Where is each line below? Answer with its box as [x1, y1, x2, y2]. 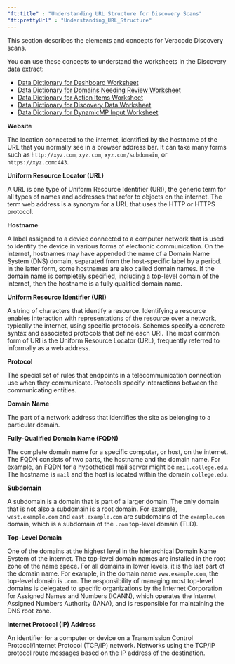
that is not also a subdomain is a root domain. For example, [7, 505, 177, 513]
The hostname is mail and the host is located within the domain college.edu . [7, 470, 229, 478]
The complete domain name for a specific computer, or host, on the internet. [7, 447, 229, 456]
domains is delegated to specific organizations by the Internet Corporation [7, 584, 222, 592]
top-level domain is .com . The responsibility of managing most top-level [7, 576, 214, 585]
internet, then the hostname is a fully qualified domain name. [7, 279, 182, 288]
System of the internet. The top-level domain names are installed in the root [7, 554, 226, 562]
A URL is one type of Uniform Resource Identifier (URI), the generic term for [7, 185, 227, 193]
